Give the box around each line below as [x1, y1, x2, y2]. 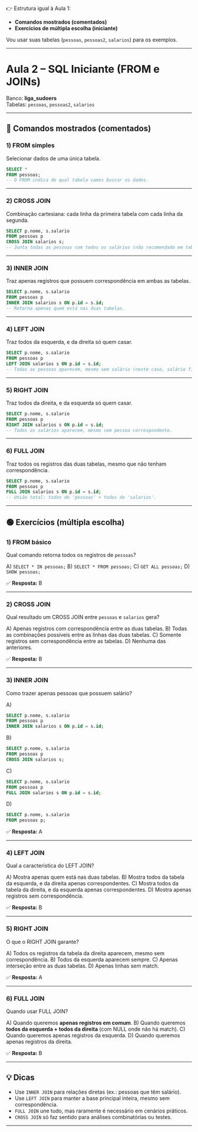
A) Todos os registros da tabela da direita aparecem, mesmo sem [6, 949, 165, 957]
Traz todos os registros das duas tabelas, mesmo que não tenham [6, 460, 167, 467]
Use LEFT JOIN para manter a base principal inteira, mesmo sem [14, 1094, 170, 1102]
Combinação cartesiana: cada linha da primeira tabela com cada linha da [6, 210, 183, 217]
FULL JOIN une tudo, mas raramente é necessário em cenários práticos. [14, 1107, 188, 1114]
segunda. [6, 217, 29, 224]
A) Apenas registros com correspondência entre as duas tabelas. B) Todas [6, 625, 187, 632]
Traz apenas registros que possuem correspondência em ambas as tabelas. [6, 278, 190, 285]
